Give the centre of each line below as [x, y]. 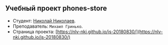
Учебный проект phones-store [56, 8]
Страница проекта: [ [35, 31]
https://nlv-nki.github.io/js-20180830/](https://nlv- [110, 31]
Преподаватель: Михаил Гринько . [48, 26]
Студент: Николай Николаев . [44, 20]
